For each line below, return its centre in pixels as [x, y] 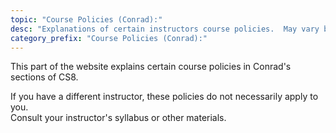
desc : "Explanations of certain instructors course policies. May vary [165, 29]
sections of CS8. [44, 77]
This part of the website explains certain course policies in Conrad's [151, 67]
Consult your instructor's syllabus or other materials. [118, 118]
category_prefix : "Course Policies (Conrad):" [109, 38]
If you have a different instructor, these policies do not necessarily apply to [164, 97]
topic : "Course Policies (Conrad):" [86, 19]
